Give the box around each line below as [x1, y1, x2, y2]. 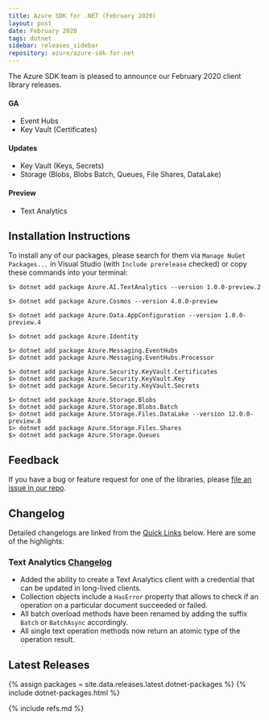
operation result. [19, 635, 75, 644]
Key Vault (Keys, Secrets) [19, 161, 105, 171]
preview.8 [8, 417, 42, 425]
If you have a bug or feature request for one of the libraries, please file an [8, 474, 252, 484]
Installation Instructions [8, 230, 131, 242]
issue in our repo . [8, 483, 67, 493]
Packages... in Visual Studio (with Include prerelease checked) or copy [8, 259, 247, 269]
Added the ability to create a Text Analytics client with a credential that [19, 575, 255, 585]
